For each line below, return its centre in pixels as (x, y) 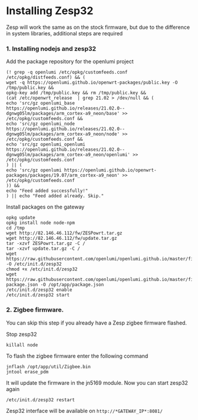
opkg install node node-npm (41, 223)
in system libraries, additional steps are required (65, 33)
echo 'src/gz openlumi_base (41, 103)
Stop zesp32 (22, 334)
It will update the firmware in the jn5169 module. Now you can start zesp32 (97, 383)
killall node (22, 345)
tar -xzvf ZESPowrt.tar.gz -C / (46, 244)
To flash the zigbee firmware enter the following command (77, 356)
